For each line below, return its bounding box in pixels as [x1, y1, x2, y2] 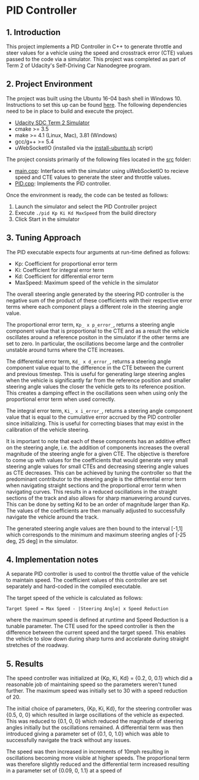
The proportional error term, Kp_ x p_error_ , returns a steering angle [6, 321, 175, 328]
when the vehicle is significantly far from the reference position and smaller [6, 377, 191, 384]
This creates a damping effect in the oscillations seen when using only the [6, 389, 188, 396]
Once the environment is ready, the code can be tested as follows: [6, 191, 169, 198]
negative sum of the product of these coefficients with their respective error [6, 296, 192, 304]
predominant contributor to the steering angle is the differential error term [6, 475, 187, 482]
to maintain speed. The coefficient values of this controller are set [6, 577, 168, 584]
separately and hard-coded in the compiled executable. [6, 583, 143, 590]
